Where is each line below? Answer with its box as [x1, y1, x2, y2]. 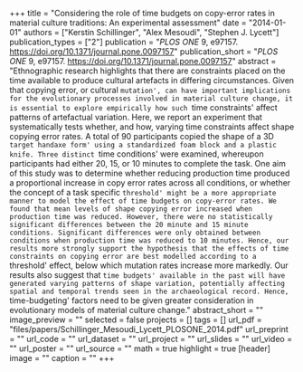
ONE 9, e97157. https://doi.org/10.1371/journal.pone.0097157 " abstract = [9, 56, 277, 66]
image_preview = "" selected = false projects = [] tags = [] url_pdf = [9, 314, 262, 325]
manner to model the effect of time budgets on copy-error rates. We [9, 196, 278, 205]
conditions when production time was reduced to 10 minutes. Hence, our [9, 236, 289, 245]
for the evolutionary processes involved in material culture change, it [9, 94, 294, 103]
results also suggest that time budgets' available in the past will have [9, 270, 286, 280]
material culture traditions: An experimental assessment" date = [9, 17, 247, 28]
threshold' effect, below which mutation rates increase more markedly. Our [9, 260, 289, 271]
